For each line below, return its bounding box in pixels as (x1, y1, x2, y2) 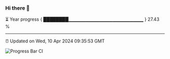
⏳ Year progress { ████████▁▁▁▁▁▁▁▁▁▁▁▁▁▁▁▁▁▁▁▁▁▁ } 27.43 (5, 16, 159, 22)
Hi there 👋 (5, 5, 30, 12)
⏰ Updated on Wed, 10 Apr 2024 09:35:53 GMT (5, 38, 105, 44)
